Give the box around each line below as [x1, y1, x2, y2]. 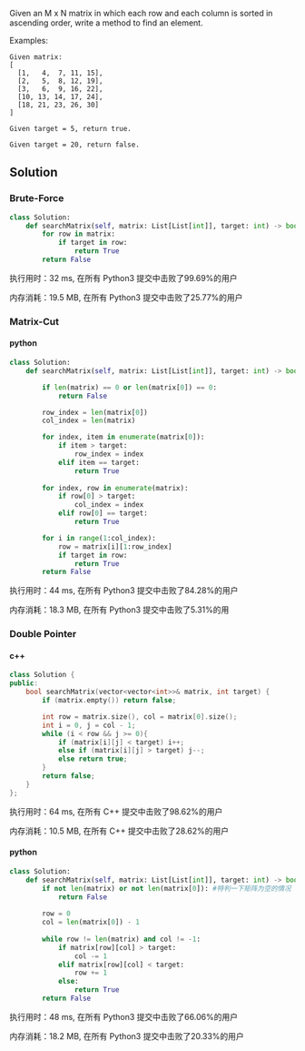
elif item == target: [57, 458, 141, 467]
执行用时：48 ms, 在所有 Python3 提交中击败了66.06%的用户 [9, 1011, 239, 1022]
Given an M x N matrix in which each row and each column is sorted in [9, 8, 273, 18]
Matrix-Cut [9, 315, 59, 328]
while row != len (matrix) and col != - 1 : [42, 935, 202, 944]
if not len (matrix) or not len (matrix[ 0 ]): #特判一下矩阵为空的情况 [42, 884, 292, 893]
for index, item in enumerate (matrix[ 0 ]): [42, 432, 205, 442]
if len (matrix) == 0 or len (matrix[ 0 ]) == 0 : [42, 382, 218, 392]
